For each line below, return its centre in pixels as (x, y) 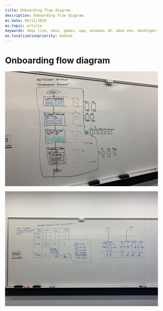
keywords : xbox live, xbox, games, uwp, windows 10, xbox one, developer (81, 31)
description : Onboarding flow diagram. (45, 15)
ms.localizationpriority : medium (39, 36)
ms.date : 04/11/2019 (26, 20)
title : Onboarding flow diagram (38, 10)
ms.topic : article (24, 26)
